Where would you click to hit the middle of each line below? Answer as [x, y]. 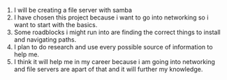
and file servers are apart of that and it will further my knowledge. [108, 69]
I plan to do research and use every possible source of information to [113, 47]
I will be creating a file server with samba [73, 10]
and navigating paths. [45, 40]
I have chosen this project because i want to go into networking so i [111, 17]
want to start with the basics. [56, 25]
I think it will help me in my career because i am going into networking [114, 62]
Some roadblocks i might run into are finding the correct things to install [117, 32]
